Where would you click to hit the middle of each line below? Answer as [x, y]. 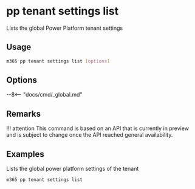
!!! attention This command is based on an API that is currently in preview [98, 128]
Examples [25, 154]
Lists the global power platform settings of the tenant [73, 169]
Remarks [24, 114]
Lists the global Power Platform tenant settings [65, 28]
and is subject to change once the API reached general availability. [90, 135]
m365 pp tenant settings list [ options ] [58, 61]
